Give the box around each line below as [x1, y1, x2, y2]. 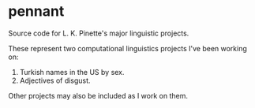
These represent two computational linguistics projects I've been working [8, 43, 247, 53]
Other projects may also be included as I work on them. [8, 91, 188, 100]
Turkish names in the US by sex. [19, 67, 125, 76]
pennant [8, 2, 65, 20]
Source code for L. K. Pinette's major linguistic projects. [8, 28, 189, 38]
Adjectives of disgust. [19, 76, 91, 85]
